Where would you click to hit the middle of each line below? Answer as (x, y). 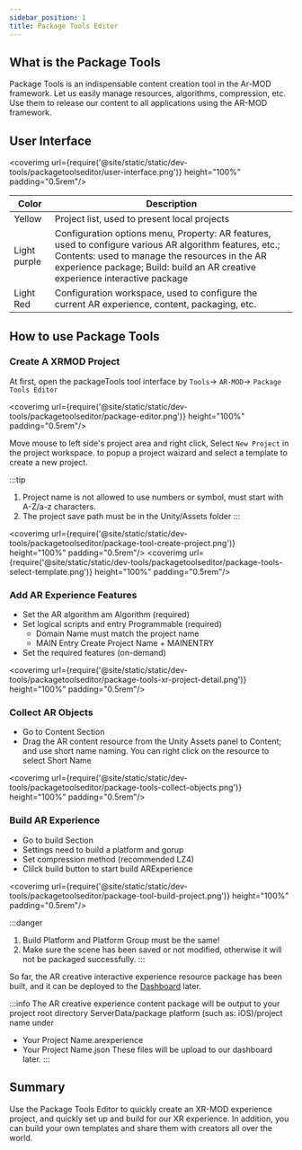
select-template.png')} (51, 571)
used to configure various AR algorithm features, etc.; (167, 245)
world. (21, 1137)
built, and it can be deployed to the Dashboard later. (106, 986)
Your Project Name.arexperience (83, 1039)
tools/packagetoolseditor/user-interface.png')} (96, 172)
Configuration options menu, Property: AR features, (163, 234)
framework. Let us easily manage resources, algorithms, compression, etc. (147, 93)
